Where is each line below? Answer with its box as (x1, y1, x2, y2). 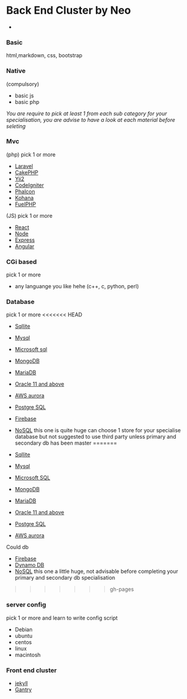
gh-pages (110, 586, 134, 593)
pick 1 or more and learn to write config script (6, 614, 118, 621)
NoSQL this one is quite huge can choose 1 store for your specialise (14, 427, 181, 434)
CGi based (6, 257, 37, 266)
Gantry (14, 686, 32, 693)
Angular (14, 242, 35, 250)
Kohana (14, 194, 34, 201)
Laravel (14, 162, 33, 170)
